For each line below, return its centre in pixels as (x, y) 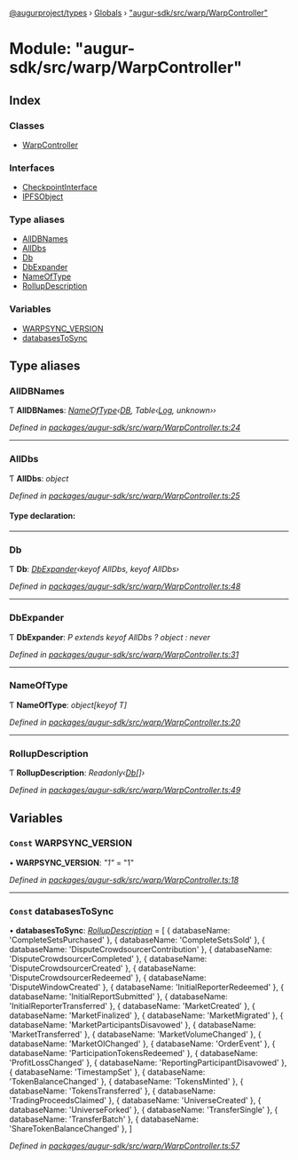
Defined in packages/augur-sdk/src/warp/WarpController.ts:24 (125, 428)
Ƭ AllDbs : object (39, 478)
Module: (40, 49)
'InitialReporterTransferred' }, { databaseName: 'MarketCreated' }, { (132, 1006)
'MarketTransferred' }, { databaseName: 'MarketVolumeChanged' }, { (135, 1035)
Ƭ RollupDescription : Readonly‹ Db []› (77, 773)
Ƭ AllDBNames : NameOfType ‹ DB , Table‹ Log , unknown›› (113, 410)
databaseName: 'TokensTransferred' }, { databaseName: (112, 1091)
